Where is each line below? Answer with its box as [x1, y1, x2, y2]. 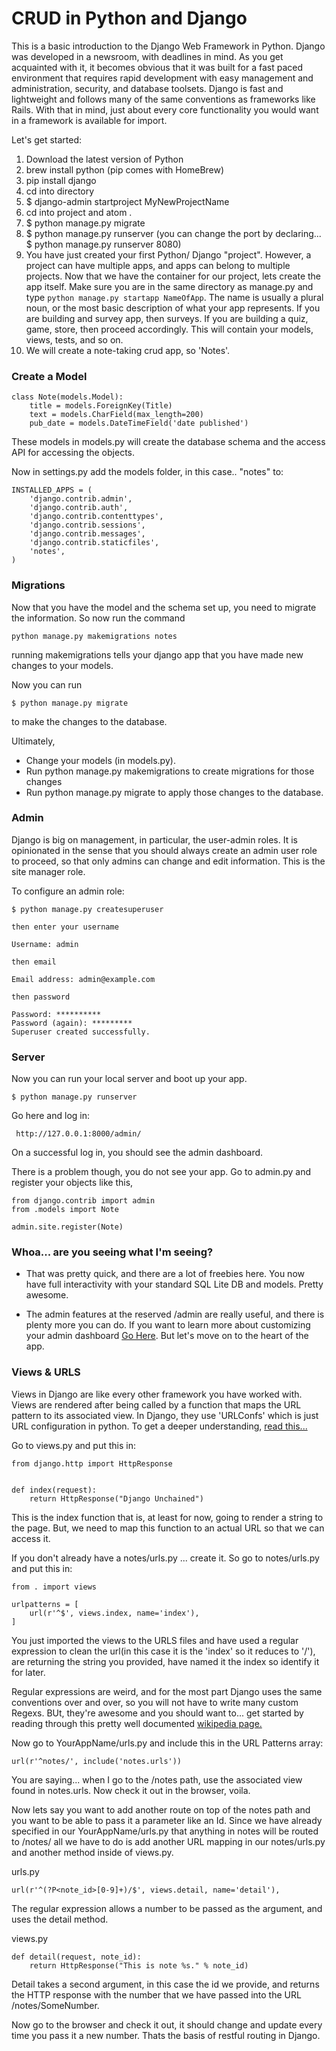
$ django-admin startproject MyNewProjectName [25, 195, 230, 207]
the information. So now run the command [11, 612, 186, 624]
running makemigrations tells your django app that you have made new [11, 648, 304, 661]
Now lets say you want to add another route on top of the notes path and [11, 1803, 311, 1816]
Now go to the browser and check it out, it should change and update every [11, 2018, 323, 2031]
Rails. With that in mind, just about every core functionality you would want [11, 103, 319, 116]
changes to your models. [11, 659, 114, 671]
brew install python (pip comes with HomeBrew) [25, 163, 225, 176]
